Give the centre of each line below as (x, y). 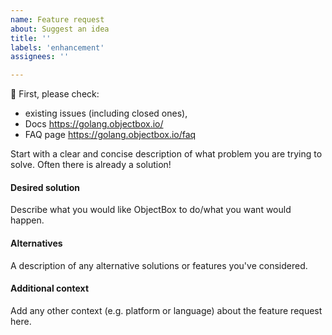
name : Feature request (57, 19)
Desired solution (45, 187)
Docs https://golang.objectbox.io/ (94, 124)
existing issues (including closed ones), (106, 113)
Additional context (50, 288)
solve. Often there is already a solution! (91, 165)
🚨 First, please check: (55, 94)
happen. (27, 220)
